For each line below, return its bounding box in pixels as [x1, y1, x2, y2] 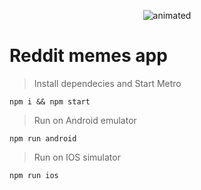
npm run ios [9, 170, 59, 180]
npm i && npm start [9, 96, 91, 107]
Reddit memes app [9, 45, 168, 67]
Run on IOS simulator [33, 151, 121, 163]
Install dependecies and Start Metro [33, 77, 182, 89]
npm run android [9, 133, 77, 144]
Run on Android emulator [33, 114, 137, 126]
